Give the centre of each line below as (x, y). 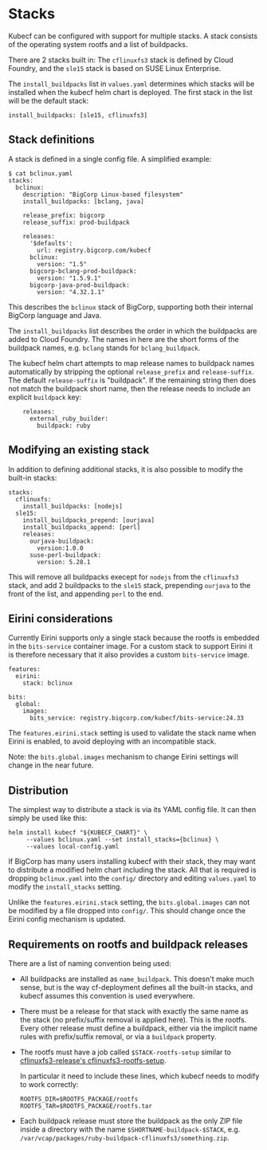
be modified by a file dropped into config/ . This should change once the (127, 911)
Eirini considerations (61, 618)
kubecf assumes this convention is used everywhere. (107, 996)
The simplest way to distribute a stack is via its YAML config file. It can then (132, 810)
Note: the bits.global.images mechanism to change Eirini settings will (124, 757)
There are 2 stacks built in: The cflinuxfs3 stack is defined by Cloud (121, 60)
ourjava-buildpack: (61, 541)
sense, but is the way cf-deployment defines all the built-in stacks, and (136, 987)
